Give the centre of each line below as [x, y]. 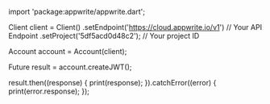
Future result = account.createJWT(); [70, 67]
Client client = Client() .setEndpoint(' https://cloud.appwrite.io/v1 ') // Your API [135, 27]
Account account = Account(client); [68, 51]
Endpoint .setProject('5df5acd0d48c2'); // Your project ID [104, 36]
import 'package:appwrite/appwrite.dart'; [77, 12]
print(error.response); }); [49, 91]
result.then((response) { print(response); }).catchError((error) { [112, 83]
